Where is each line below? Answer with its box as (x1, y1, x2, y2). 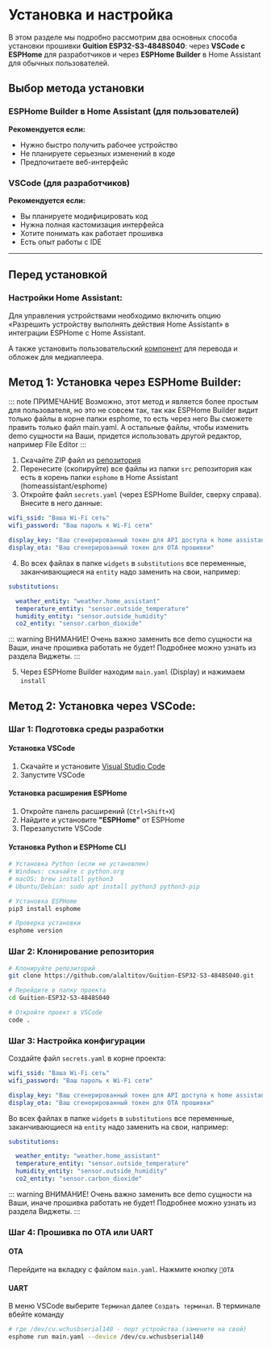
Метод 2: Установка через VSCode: (8, 699, 196, 713)
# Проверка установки (8, 919, 81, 927)
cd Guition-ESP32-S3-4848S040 (8, 994, 110, 1002)
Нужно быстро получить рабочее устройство (19, 140, 178, 150)
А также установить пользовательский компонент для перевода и (8, 344, 238, 353)
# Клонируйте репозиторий (8, 964, 95, 972)
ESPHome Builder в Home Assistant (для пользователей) (8, 106, 240, 117)
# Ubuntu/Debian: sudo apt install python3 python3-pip (8, 883, 200, 891)
